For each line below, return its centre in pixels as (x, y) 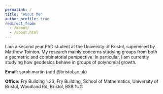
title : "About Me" (24, 14)
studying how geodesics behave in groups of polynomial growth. (71, 62)
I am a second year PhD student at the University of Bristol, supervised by (80, 47)
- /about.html (24, 32)
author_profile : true (27, 19)
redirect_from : (21, 23)
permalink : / (18, 10)
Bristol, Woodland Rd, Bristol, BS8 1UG (44, 86)
